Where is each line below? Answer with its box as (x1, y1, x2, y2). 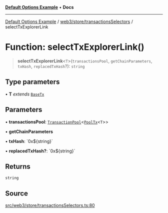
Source (5, 189, 28, 197)
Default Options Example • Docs (5, 4, 74, 10)
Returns (5, 162, 31, 170)
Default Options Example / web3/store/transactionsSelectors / (5, 18, 133, 24)
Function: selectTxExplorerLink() (5, 41, 144, 53)
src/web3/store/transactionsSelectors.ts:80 (5, 202, 95, 208)
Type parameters (5, 77, 60, 86)
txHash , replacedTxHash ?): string (17, 63, 85, 69)
